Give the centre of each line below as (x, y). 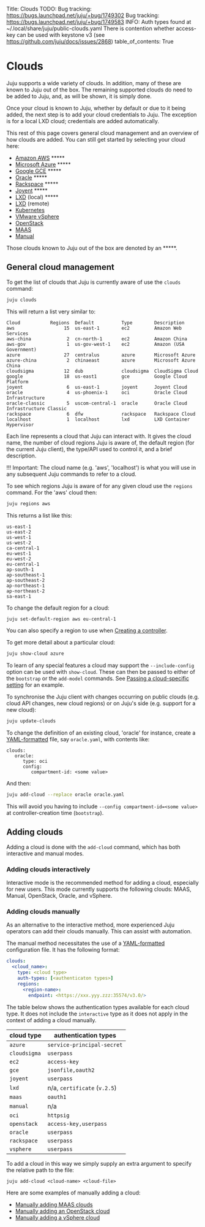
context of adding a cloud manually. (51, 1020)
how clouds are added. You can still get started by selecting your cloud (96, 139)
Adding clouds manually (43, 912)
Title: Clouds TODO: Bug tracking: (49, 9)
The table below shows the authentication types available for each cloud (98, 1007)
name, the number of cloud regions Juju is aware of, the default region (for (100, 442)
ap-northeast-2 (26, 591)
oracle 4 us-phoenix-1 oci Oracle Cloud (97, 392)
